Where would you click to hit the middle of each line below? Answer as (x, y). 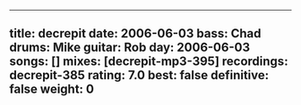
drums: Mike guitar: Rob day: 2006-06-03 (130, 48)
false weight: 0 (52, 89)
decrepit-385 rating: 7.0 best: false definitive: (139, 75)
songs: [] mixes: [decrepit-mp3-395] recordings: (149, 62)
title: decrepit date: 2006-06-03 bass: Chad (135, 33)
